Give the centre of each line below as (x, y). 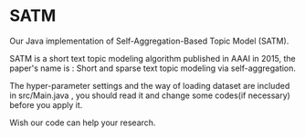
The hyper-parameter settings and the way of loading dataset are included (150, 85)
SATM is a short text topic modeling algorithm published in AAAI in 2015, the (152, 58)
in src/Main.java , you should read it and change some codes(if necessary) (150, 95)
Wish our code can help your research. (83, 122)
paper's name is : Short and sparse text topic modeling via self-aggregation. (153, 68)
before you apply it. (46, 104)
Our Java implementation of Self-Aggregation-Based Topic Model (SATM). (149, 41)
